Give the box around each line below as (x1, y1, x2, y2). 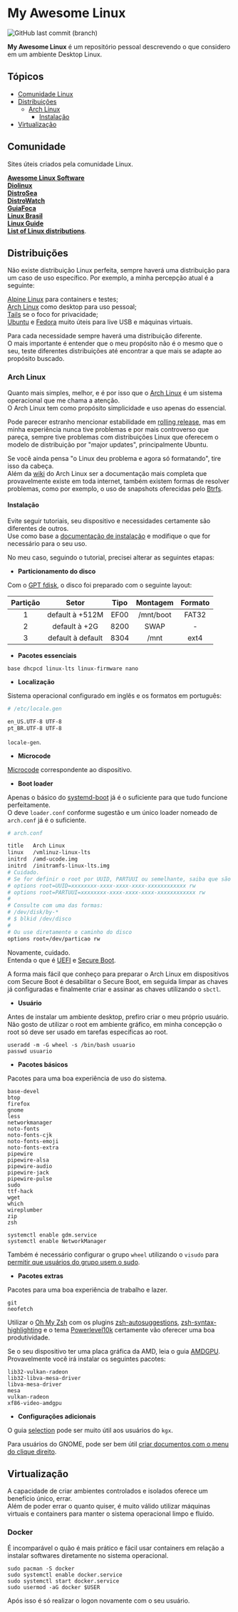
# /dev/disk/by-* (7, 908, 59, 916)
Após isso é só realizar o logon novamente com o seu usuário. (7, 1596, 190, 1605)
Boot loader (17, 779, 53, 788)
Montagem (135, 597, 174, 607)
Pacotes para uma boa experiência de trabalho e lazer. (7, 1285, 168, 1294)
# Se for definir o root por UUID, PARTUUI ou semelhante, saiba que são (7, 876, 232, 883)
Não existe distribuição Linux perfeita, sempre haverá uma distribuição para (7, 266, 230, 275)
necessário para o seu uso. (7, 539, 88, 547)
